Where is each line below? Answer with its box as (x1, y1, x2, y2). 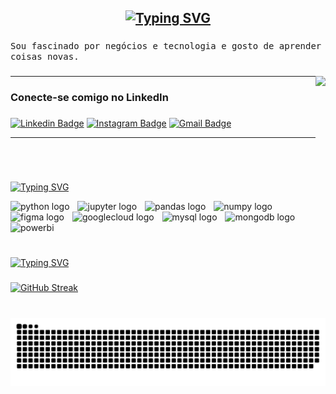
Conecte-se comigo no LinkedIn (10, 91, 169, 105)
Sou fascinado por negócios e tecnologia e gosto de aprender (10, 41, 322, 52)
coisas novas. (10, 51, 80, 63)
